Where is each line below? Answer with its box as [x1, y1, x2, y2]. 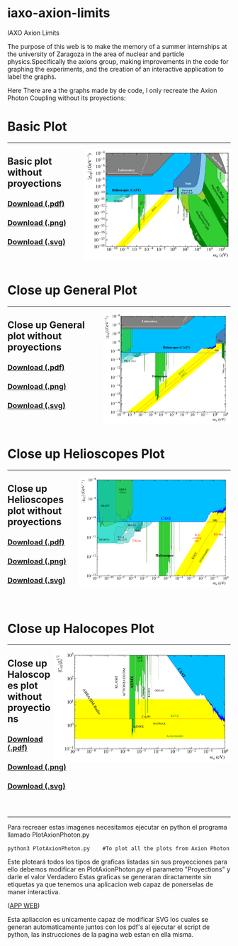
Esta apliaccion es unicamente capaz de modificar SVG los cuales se [7, 915, 209, 924]
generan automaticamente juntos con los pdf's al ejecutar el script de [7, 923, 210, 931]
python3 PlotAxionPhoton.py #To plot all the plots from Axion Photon [7, 845, 230, 852]
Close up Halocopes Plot [7, 621, 154, 637]
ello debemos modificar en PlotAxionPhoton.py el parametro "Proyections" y [7, 865, 231, 874]
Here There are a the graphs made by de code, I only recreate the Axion [7, 86, 217, 94]
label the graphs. [7, 72, 57, 81]
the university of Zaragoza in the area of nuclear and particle [7, 50, 185, 58]
